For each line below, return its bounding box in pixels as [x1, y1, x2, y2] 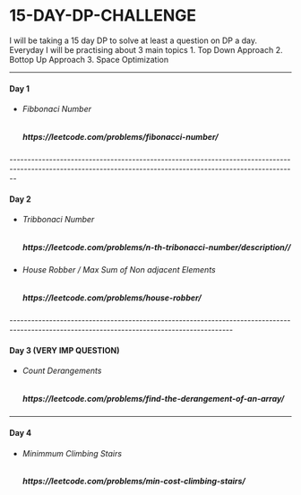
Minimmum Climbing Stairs [21, 447, 123, 458]
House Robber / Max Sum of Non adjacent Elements [21, 265, 217, 275]
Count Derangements [21, 365, 102, 377]
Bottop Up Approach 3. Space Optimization [9, 54, 168, 65]
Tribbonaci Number [21, 214, 95, 225]
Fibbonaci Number [21, 104, 92, 115]
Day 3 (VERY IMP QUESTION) [9, 344, 120, 355]
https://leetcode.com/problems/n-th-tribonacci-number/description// [21, 241, 291, 252]
